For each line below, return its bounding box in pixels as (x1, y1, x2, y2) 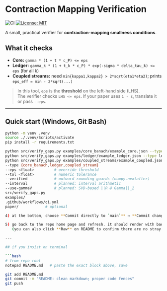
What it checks (5, 44, 53, 53)
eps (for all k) (12, 68, 39, 73)
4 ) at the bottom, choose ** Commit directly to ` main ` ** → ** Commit (5, 213, 150, 218)
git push (5, 281, 23, 286)
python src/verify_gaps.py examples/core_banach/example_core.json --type (5, 149, 164, 154)
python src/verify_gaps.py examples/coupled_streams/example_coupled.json (5, 158, 164, 163)
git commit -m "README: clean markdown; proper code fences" (5, 277, 135, 282)
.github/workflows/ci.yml (5, 200, 59, 205)
